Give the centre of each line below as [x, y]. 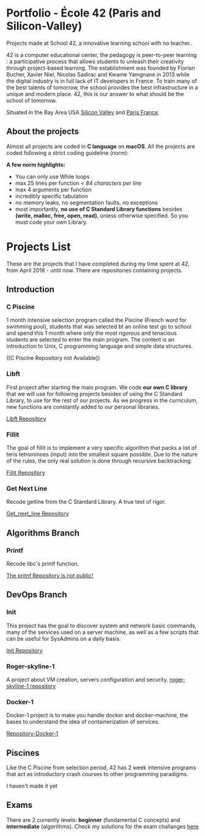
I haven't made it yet [32, 786]
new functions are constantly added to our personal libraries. [83, 406]
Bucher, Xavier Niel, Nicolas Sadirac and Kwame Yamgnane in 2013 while [98, 74]
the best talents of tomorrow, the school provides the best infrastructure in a [102, 87]
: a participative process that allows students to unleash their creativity [95, 61]
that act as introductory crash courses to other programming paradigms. [97, 774]
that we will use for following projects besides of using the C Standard [95, 394]
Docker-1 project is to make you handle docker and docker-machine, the [97, 715]
